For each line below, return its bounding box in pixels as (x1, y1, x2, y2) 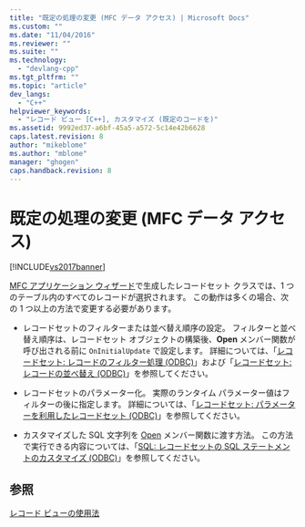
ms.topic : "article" (9, 81, 88, 90)
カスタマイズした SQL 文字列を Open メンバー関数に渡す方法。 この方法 (22, 429, 294, 440)
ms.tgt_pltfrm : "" (9, 73, 79, 82)
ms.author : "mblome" (9, 149, 88, 158)
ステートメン (241, 441, 290, 452)
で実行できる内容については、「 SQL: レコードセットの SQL (22, 441, 240, 452)
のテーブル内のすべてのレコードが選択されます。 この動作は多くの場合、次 (9, 292, 290, 303)
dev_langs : (9, 89, 51, 98)
